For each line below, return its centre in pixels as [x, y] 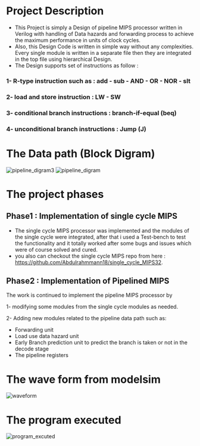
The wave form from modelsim [83, 379]
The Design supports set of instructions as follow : [76, 65]
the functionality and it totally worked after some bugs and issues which [103, 243]
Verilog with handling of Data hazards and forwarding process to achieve [104, 33]
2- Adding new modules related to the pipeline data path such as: [86, 318]
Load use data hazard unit [47, 336]
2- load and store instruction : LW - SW [63, 97]
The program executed [64, 420]
